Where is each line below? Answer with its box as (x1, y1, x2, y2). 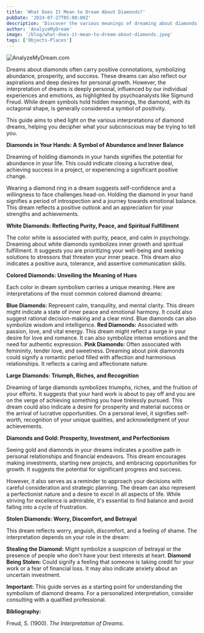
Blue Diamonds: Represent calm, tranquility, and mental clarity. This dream (6, 302, 195, 309)
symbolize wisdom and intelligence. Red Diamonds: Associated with (6, 321, 178, 328)
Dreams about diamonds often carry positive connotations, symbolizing (6, 66, 186, 73)
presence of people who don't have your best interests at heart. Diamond (6, 552, 191, 559)
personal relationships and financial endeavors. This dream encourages (6, 452, 186, 460)
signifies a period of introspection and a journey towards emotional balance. (6, 198, 197, 204)
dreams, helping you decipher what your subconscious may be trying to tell (6, 123, 196, 130)
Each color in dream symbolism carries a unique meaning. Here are (6, 284, 175, 290)
